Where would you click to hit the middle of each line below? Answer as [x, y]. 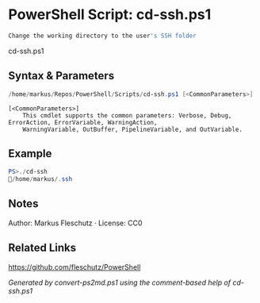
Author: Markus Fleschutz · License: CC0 [75, 223]
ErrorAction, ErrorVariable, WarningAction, [83, 122]
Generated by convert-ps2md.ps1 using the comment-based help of [120, 282]
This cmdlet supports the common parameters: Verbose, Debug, [127, 115]
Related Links [42, 248]
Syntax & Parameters [61, 76]
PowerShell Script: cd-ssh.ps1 [110, 15]
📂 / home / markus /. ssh [40, 179]
